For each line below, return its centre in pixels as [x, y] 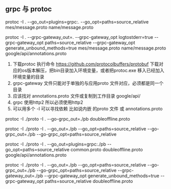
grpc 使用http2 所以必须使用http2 [48, 102]
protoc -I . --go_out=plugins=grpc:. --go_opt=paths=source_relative [77, 21]
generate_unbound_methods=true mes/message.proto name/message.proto [86, 48]
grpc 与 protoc [29, 9]
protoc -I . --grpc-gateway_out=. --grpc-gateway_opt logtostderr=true [79, 37]
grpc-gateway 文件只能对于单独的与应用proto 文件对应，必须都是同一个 [88, 83]
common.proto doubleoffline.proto [107, 149]
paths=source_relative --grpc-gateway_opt [90, 42]
